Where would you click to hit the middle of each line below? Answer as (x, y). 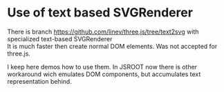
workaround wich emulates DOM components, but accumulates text (104, 74)
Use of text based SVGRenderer (100, 13)
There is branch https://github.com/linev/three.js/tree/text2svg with (103, 32)
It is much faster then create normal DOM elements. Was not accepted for (112, 46)
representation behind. (40, 81)
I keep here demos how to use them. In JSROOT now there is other (102, 67)
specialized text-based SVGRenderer (60, 38)
